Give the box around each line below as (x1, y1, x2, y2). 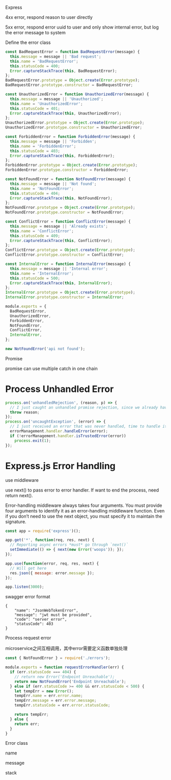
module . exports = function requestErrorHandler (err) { (5, 665, 124, 670)
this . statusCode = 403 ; (10, 148, 60, 154)
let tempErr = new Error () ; (14, 689, 74, 694)
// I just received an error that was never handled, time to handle (10, 424, 160, 429)
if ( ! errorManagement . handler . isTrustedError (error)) (10, 433, 126, 438)
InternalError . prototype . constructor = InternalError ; (5, 295, 124, 300)
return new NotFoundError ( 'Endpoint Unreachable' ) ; (14, 679, 126, 684)
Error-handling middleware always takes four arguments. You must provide (5, 502, 162, 508)
